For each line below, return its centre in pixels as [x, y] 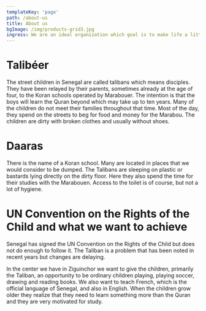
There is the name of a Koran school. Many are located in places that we [98, 163]
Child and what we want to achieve [97, 227]
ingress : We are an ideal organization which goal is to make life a [97, 35]
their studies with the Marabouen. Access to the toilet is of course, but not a [102, 182]
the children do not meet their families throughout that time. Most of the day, [103, 109]
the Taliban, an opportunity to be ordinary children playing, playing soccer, [101, 275]
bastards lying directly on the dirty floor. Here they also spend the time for [100, 176]
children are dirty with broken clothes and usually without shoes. [88, 121]
